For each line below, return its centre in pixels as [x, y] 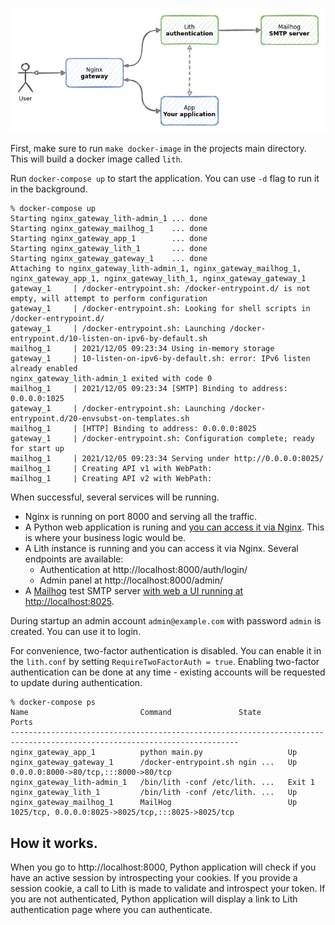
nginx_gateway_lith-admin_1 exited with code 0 [111, 379]
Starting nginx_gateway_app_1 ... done [109, 239]
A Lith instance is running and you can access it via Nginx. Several [161, 549]
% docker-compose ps [53, 703]
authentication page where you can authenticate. [111, 910]
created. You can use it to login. [76, 632]
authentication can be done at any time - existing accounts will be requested [168, 672]
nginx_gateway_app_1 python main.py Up [154, 753]
